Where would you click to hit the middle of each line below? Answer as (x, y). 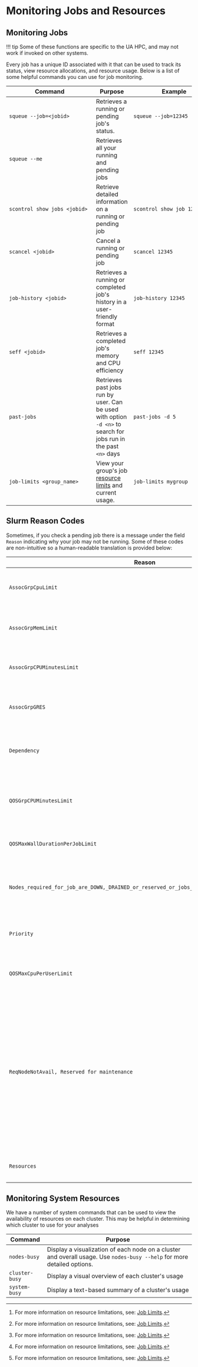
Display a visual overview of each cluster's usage (115, 1276)
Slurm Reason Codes (45, 521)
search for (110, 431)
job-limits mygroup (161, 482)
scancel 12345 (153, 252)
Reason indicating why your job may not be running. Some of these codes (95, 541)
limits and (109, 485)
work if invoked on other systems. (47, 53)
